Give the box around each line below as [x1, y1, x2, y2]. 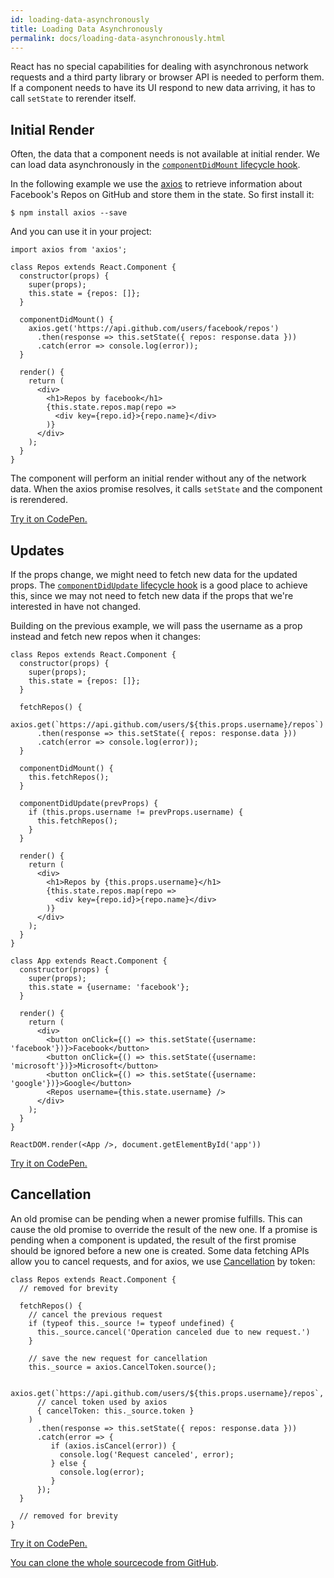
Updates [10, 542, 65, 559]
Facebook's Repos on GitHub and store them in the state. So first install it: [10, 189, 315, 201]
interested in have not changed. [10, 601, 142, 612]
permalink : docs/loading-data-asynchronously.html [10, 33, 226, 43]
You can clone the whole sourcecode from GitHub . [10, 1556, 219, 1568]
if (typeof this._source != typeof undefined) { [28, 1318, 235, 1328]
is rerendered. [10, 494, 68, 506]
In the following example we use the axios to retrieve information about [10, 178, 303, 190]
